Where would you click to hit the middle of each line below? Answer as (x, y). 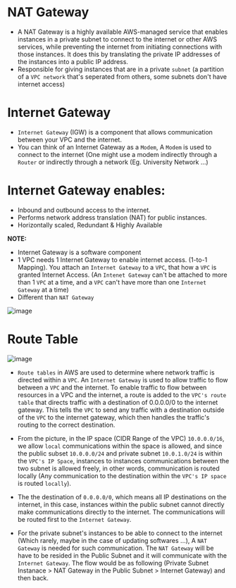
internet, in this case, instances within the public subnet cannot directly (121, 504)
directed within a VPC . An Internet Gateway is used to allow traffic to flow (123, 380)
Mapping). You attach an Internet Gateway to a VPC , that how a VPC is (117, 267)
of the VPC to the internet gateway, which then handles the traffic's (113, 417)
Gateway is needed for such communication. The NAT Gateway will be (116, 548)
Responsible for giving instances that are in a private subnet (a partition (120, 69)
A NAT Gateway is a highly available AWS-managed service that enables (123, 32)
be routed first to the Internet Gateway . (74, 519)
